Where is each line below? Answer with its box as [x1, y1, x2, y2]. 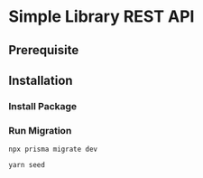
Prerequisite [8, 42, 79, 58]
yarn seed [8, 161, 46, 170]
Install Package [8, 99, 78, 112]
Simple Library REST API [8, 6, 195, 27]
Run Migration [8, 124, 72, 136]
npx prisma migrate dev [8, 145, 98, 155]
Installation [8, 72, 73, 88]
